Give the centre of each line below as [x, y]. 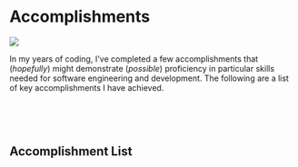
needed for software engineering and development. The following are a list [149, 78]
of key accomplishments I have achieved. [87, 87]
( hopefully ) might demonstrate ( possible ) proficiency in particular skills [142, 68]
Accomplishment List [71, 152]
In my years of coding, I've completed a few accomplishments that [134, 59]
